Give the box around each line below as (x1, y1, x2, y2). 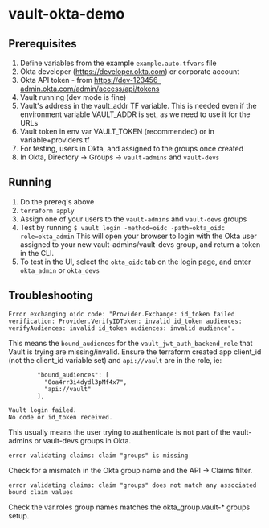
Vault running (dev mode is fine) (19, 93, 127, 101)
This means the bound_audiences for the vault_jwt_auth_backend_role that (8, 338, 253, 348)
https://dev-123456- (93, 76, 161, 85)
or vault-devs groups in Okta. (34, 435, 131, 445)
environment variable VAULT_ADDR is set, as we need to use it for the (19, 109, 251, 119)
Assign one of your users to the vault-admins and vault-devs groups (19, 214, 247, 224)
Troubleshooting (8, 289, 94, 303)
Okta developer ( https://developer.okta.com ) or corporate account (19, 67, 240, 76)
